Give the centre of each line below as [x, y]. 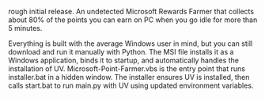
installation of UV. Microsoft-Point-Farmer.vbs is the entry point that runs [127, 69]
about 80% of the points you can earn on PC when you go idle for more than [133, 20]
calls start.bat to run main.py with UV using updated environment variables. [131, 85]
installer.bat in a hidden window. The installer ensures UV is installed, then [129, 77]
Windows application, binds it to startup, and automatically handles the [124, 60]
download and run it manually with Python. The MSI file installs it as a [121, 52]
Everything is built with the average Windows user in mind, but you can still [131, 43]
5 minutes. [25, 28]
